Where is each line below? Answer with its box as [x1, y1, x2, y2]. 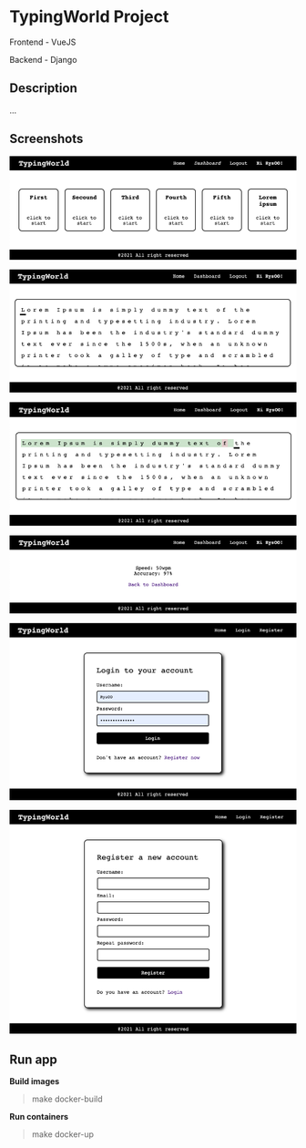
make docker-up [31, 1129, 94, 1140]
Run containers [9, 1112, 69, 1122]
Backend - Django [9, 54, 77, 65]
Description [9, 80, 77, 97]
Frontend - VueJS [9, 36, 76, 47]
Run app [9, 1051, 57, 1067]
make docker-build [31, 1093, 103, 1104]
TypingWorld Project [9, 6, 169, 27]
